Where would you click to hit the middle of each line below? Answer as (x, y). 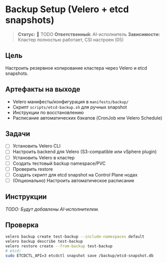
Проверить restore (33, 169)
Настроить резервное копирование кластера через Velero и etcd (76, 68)
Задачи (18, 134)
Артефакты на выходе (43, 89)
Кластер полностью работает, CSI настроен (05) (71, 40)
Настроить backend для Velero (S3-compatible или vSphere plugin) (85, 152)
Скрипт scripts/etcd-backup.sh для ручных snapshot (70, 107)
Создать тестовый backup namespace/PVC (59, 163)
